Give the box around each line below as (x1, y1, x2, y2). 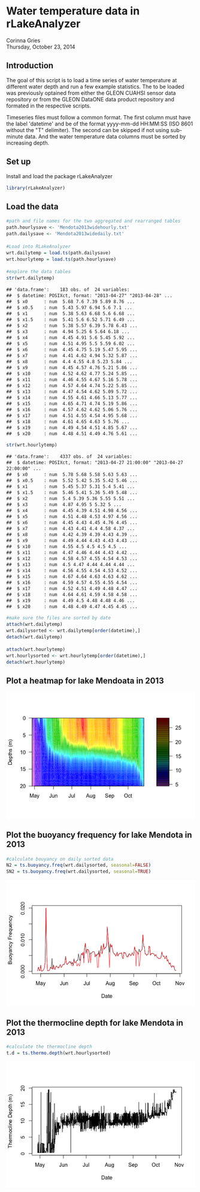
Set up (6, 157, 31, 167)
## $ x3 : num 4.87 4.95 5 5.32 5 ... (6, 501, 122, 508)
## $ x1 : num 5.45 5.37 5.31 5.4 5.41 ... (6, 483, 135, 490)
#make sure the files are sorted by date (6, 615, 111, 621)
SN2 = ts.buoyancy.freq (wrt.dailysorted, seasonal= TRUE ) (6, 868, 151, 874)
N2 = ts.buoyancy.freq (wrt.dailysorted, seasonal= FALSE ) (6, 862, 151, 868)
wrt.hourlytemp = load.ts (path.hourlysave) (6, 256, 117, 262)
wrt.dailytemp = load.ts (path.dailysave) (6, 250, 111, 256)
